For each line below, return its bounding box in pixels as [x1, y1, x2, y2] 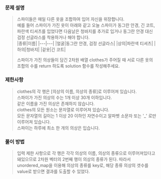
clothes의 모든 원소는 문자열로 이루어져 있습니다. [16, 107, 110, 112]
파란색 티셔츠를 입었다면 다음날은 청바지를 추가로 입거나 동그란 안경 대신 [16, 28, 153, 35]
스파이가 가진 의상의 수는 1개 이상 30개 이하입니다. [16, 94, 113, 100]
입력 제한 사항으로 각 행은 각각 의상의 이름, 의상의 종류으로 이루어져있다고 [16, 150, 156, 156]
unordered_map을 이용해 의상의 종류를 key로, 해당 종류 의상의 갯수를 [16, 162, 149, 168]
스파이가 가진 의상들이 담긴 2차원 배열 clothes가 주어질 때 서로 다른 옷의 [16, 57, 153, 63]
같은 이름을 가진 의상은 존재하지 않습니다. [16, 101, 95, 107]
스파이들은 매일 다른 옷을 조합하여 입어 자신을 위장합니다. [16, 16, 125, 22]
